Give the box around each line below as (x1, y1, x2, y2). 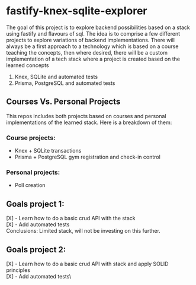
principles (6, 266, 31, 274)
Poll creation (14, 182, 46, 189)
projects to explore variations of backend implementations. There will (6, 36, 175, 43)
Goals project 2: (6, 245, 66, 255)
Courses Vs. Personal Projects (6, 97, 121, 107)
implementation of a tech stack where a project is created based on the (6, 55, 181, 62)
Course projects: (6, 134, 56, 142)
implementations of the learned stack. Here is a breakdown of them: (6, 119, 172, 126)
